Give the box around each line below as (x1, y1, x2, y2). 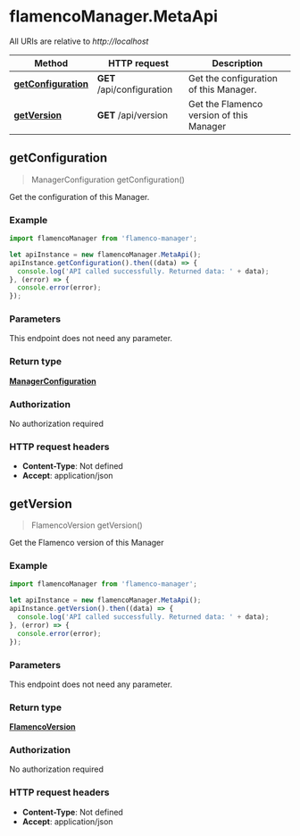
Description (212, 56, 263, 69)
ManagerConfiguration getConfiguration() (30, 174, 186, 185)
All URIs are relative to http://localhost (9, 36, 149, 46)
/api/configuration (96, 83, 173, 96)
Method (34, 56, 69, 69)
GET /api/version (96, 109, 168, 121)
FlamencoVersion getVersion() (30, 520, 143, 531)
